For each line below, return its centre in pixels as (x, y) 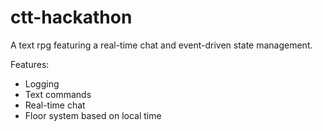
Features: (30, 64)
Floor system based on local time (93, 115)
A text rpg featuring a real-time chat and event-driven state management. (161, 45)
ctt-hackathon (71, 17)
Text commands (58, 94)
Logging (42, 83)
